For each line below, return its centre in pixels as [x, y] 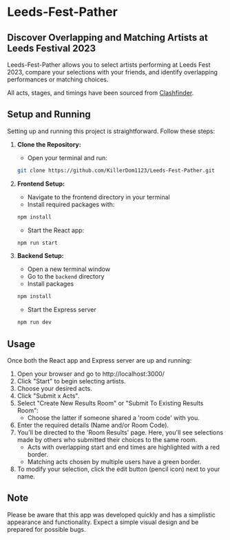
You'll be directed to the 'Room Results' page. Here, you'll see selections [120, 432]
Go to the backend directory [66, 277]
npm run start [37, 243]
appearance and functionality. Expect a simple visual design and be [103, 522]
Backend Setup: [40, 256]
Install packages [51, 284]
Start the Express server [62, 310]
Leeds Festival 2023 [52, 48]
